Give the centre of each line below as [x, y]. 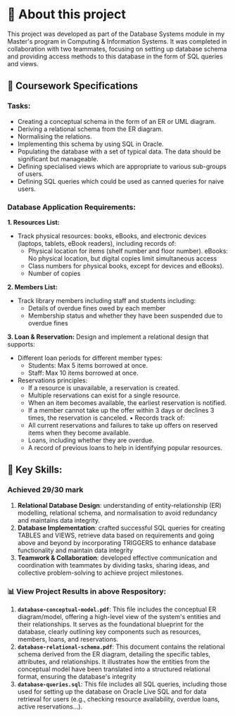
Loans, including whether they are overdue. [91, 440]
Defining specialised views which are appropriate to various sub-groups [122, 166]
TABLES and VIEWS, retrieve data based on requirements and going [116, 535]
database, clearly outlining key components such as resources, [109, 631]
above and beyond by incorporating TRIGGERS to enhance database [117, 542]
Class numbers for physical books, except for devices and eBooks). [126, 266]
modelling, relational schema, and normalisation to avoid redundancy [117, 513]
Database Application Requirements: [71, 207]
